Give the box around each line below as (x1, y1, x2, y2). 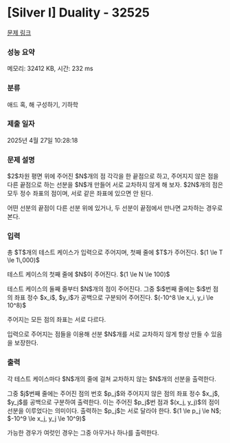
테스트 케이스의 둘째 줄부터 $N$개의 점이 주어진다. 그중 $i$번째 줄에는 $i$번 (7, 285, 211, 293)
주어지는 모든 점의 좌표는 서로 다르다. (7, 316, 106, 324)
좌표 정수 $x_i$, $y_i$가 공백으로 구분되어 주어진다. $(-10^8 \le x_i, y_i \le (14, 293, 214, 302)
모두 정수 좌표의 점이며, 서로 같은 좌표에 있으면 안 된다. (7, 189, 153, 198)
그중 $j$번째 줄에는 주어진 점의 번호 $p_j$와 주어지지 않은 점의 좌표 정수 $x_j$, (7, 389, 220, 398)
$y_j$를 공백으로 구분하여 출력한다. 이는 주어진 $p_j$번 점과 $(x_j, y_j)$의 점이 (7, 398, 220, 406)
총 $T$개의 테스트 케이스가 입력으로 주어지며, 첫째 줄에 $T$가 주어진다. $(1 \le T (7, 248, 223, 256)
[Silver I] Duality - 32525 (7, 5, 150, 21)
